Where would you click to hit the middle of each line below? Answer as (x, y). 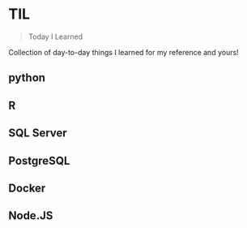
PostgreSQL (39, 160)
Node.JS (31, 216)
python (27, 78)
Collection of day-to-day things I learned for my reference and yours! (123, 52)
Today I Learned (55, 37)
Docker (27, 188)
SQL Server (38, 133)
